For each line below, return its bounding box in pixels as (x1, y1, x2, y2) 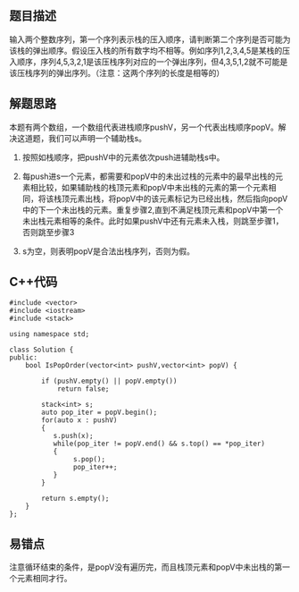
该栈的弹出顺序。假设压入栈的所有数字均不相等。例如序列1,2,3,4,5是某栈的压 (9, 45, 290, 55)
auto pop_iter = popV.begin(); (41, 408, 158, 418)
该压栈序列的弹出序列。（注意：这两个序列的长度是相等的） (9, 67, 225, 78)
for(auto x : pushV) (41, 416, 118, 425)
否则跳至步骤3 (21, 226, 75, 237)
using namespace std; (9, 330, 90, 339)
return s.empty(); (41, 495, 110, 503)
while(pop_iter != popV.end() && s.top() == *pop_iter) (53, 439, 266, 449)
